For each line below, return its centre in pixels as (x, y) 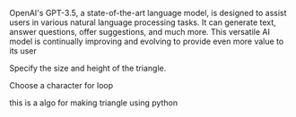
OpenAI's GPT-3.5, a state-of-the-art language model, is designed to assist (148, 13)
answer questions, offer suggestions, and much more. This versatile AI (140, 32)
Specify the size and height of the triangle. (88, 68)
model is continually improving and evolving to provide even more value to (147, 41)
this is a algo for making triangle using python (93, 103)
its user (23, 51)
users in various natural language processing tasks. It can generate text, (143, 22)
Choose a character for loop (61, 85)
